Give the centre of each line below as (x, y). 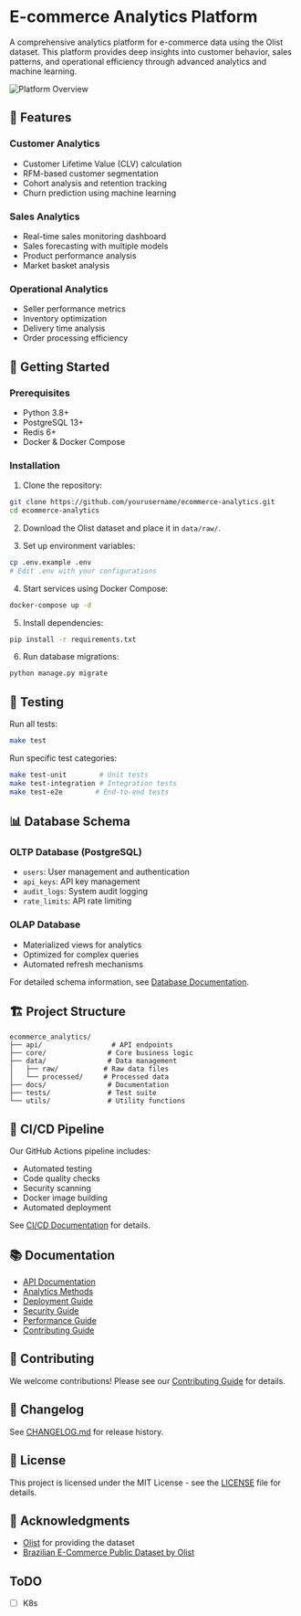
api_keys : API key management (81, 882)
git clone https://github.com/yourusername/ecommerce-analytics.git (142, 502)
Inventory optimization (65, 319)
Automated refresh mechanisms (83, 964)
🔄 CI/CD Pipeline (57, 1129)
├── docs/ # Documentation (89, 1085)
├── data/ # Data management (93, 1061)
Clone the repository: (62, 485)
